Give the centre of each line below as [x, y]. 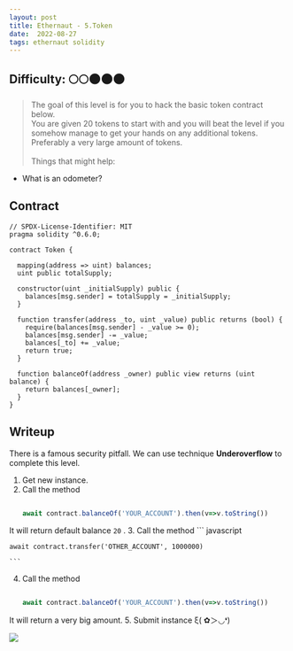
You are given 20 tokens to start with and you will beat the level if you [158, 124]
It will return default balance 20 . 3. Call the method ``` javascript [125, 530]
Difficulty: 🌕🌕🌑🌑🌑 [67, 79]
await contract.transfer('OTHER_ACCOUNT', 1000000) [106, 546]
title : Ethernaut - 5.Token [61, 26]
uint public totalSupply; [65, 273]
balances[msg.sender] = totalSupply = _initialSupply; [128, 296]
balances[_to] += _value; [73, 343]
